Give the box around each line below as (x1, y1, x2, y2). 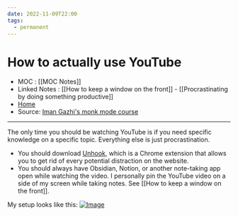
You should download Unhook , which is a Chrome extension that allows (17, 149, 227, 158)
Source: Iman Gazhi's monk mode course (17, 108, 139, 116)
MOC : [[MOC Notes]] (17, 77, 81, 86)
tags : (7, 17, 23, 24)
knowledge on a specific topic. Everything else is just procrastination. (7, 135, 210, 144)
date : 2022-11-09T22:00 (7, 10, 78, 18)
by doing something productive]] (17, 93, 113, 101)
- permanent (13, 23, 50, 30)
